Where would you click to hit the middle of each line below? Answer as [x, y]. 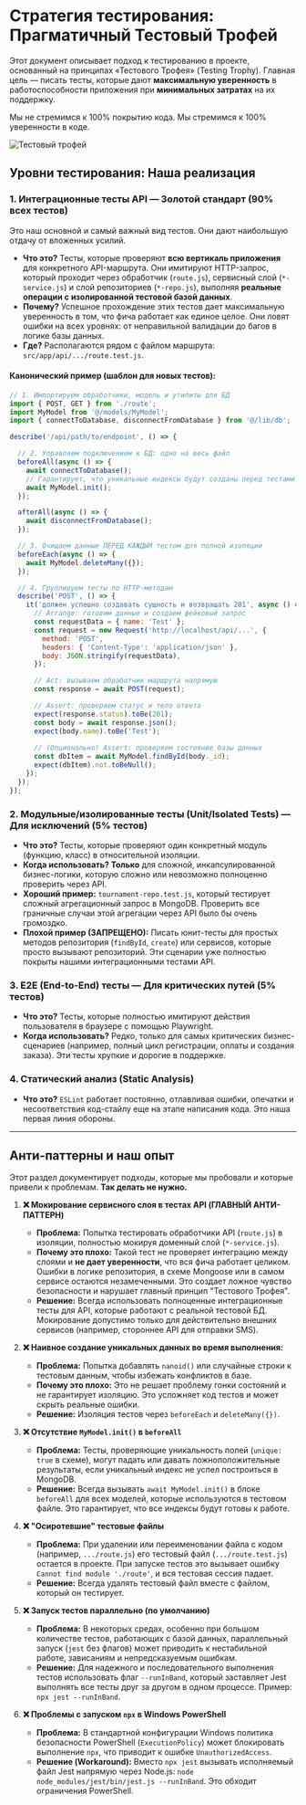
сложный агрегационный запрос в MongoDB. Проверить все [141, 903]
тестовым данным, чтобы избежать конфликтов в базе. [144, 1376]
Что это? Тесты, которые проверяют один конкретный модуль [145, 845]
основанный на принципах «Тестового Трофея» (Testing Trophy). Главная [153, 70]
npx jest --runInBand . [78, 1697]
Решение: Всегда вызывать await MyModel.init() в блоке [148, 1489]
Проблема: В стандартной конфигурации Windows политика [155, 1733]
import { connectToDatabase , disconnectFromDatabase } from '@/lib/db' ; [150, 421]
